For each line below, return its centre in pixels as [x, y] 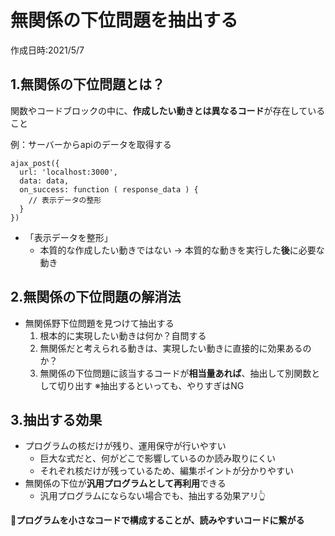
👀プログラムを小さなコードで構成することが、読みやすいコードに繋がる [157, 520]
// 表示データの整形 [65, 200]
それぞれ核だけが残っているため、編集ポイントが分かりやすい [166, 471]
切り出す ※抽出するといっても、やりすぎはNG [151, 385]
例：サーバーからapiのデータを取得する [91, 144]
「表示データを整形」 [68, 237]
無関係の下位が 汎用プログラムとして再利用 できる [125, 483]
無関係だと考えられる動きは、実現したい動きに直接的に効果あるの [175, 348]
